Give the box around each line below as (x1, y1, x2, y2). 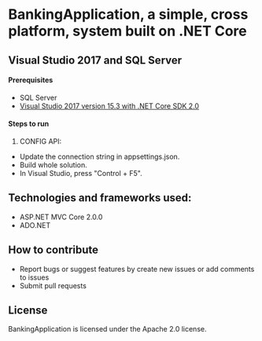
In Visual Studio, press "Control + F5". (19, 168, 143, 178)
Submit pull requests (19, 280, 87, 290)
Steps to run (8, 119, 50, 129)
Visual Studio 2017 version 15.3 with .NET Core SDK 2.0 (19, 101, 199, 111)
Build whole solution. (19, 159, 88, 170)
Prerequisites (8, 75, 54, 85)
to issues (19, 273, 50, 282)
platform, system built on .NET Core (8, 22, 247, 40)
